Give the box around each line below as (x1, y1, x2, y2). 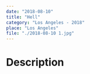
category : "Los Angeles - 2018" (6, 19, 85, 25)
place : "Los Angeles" (6, 25, 59, 31)
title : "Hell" (6, 14, 41, 20)
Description (6, 56, 64, 69)
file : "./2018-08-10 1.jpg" (6, 31, 75, 36)
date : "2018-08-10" (6, 8, 54, 15)
